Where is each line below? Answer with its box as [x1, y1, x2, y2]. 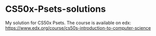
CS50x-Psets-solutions [5, 3, 106, 15]
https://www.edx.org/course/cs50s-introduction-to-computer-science [5, 25, 151, 31]
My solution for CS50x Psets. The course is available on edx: [5, 20, 131, 26]
